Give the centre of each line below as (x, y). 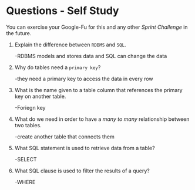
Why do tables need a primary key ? (58, 67)
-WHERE (25, 182)
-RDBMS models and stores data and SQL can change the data (91, 56)
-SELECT (26, 159)
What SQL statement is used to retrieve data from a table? (85, 148)
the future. (19, 33)
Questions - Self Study (63, 11)
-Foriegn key (30, 107)
